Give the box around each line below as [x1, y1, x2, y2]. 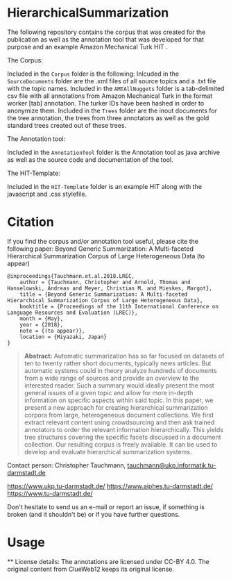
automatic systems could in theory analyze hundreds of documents [24, 366, 217, 374]
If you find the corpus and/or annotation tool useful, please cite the [7, 237, 199, 245]
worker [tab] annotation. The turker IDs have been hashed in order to [7, 99, 205, 107]
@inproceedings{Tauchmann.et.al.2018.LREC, [7, 272, 135, 279]
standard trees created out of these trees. [7, 121, 127, 129]
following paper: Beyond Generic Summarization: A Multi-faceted [7, 245, 194, 253]
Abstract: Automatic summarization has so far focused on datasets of [24, 351, 225, 360]
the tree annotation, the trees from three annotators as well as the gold [7, 113, 209, 122]
